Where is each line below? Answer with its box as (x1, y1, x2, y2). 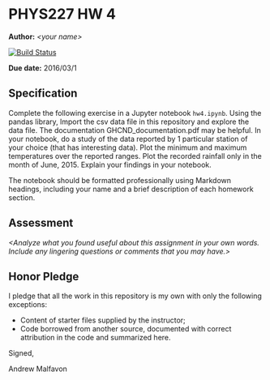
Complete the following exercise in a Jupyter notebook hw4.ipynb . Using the (8, 108, 262, 117)
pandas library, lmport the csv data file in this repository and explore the (8, 117, 250, 126)
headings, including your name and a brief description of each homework (8, 184, 254, 194)
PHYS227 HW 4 (8, 5, 116, 23)
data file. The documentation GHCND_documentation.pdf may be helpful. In (8, 125, 262, 134)
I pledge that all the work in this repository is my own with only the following (8, 291, 262, 301)
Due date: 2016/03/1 (8, 62, 77, 73)
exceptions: (8, 300, 47, 310)
